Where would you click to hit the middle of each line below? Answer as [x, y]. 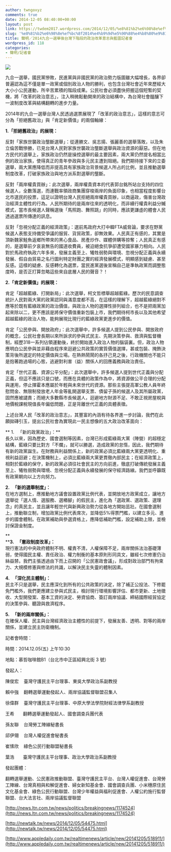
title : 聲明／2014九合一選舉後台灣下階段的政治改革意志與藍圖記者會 [69, 39]
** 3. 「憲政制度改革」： [30, 542]
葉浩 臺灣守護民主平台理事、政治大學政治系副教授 [61, 757]
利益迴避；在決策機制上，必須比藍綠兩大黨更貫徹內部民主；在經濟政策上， [88, 457]
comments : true [21, 15]
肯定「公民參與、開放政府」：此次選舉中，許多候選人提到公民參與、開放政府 [84, 329]
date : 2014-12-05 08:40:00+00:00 [41, 19]
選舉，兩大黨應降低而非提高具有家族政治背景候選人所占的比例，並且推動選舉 [85, 167]
